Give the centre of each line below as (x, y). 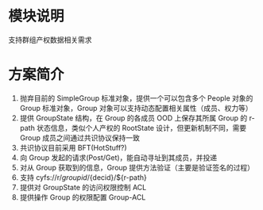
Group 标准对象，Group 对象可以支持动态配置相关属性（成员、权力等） (136, 108)
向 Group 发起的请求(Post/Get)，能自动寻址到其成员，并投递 (118, 157)
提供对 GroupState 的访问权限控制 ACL (83, 187)
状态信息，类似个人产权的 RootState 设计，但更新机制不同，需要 (142, 128)
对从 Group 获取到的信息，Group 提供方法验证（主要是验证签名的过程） (137, 167)
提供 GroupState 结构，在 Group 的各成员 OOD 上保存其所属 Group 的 (133, 118)
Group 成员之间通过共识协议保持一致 (80, 137)
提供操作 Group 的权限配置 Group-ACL (83, 197)
